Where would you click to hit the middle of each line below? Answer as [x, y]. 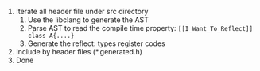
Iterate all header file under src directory [82, 11]
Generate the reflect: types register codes [96, 43]
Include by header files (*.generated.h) [79, 52]
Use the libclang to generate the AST [88, 20]
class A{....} [51, 35]
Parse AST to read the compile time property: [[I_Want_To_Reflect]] [140, 28]
